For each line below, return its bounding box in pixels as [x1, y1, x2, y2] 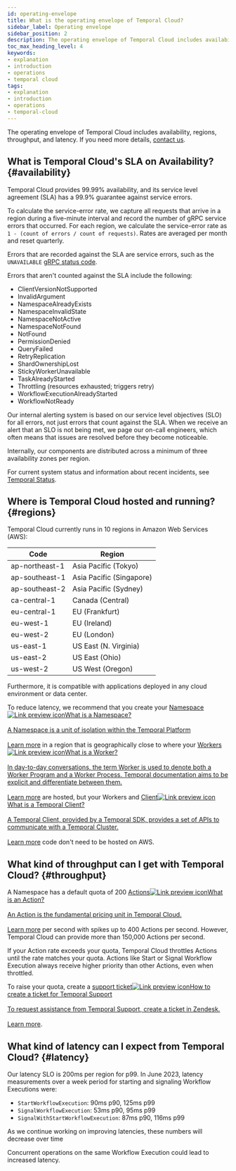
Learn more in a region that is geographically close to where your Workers [7, 740, 223, 749]
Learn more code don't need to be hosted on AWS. [7, 838, 155, 847]
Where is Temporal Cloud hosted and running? [7, 495, 216, 507]
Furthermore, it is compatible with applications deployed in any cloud [7, 682, 207, 690]
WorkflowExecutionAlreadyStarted [17, 389, 118, 398]
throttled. [7, 969, 34, 977]
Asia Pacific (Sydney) [72, 584, 144, 594]
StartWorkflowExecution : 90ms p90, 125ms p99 [17, 1099, 156, 1107]
